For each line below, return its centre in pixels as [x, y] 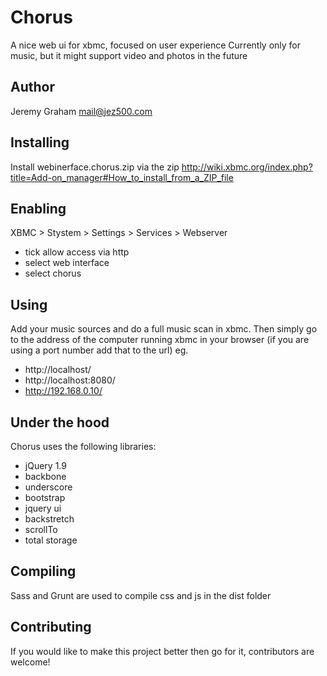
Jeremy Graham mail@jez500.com [81, 111]
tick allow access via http [77, 252]
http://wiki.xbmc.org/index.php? [247, 167]
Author [32, 87]
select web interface [67, 263]
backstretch [49, 519]
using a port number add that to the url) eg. [99, 350]
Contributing [51, 627]
